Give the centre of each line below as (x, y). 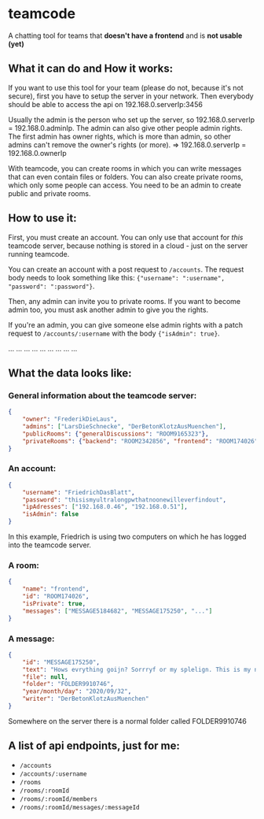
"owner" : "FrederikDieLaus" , (70, 419)
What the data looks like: (70, 373)
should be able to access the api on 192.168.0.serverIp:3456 (105, 104)
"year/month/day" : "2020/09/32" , (77, 691)
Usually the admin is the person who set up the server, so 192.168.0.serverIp (132, 120)
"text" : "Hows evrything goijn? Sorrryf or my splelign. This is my (137, 669)
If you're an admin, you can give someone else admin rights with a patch (126, 324)
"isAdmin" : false (51, 514)
